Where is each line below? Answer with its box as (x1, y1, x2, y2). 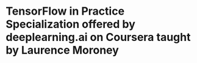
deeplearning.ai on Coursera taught (5, 31, 191, 44)
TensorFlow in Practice (5, 4, 125, 18)
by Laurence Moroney (5, 43, 120, 57)
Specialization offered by (5, 17, 135, 31)
